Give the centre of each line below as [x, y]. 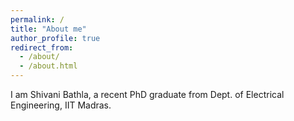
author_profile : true [55, 38]
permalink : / [37, 19]
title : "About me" [48, 29]
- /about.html [48, 66]
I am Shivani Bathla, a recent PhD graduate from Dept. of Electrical [147, 94]
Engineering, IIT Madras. [61, 105]
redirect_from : [42, 47]
